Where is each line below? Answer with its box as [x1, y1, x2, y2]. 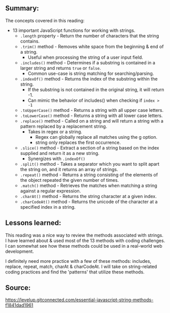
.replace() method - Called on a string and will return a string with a [20, 118, 164, 124]
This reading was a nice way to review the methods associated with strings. [5, 232, 164, 238]
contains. [20, 38, 40, 44]
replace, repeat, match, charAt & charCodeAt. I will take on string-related [5, 263, 157, 269]
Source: [5, 284, 31, 292]
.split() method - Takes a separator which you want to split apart [20, 161, 160, 167]
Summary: [5, 4, 39, 13]
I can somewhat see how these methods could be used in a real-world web [5, 243, 162, 249]
